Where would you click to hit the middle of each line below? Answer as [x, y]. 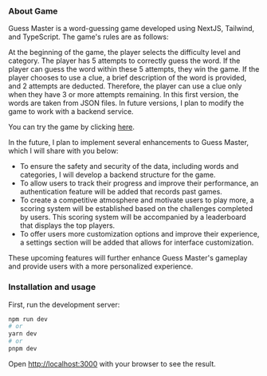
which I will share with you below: [63, 151]
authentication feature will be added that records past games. [121, 192]
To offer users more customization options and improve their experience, [139, 234]
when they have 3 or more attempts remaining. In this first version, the [124, 95]
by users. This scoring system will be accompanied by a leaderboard [133, 217]
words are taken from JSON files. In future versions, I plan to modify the [126, 103]
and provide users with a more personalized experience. [101, 266]
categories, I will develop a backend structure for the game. [118, 175]
